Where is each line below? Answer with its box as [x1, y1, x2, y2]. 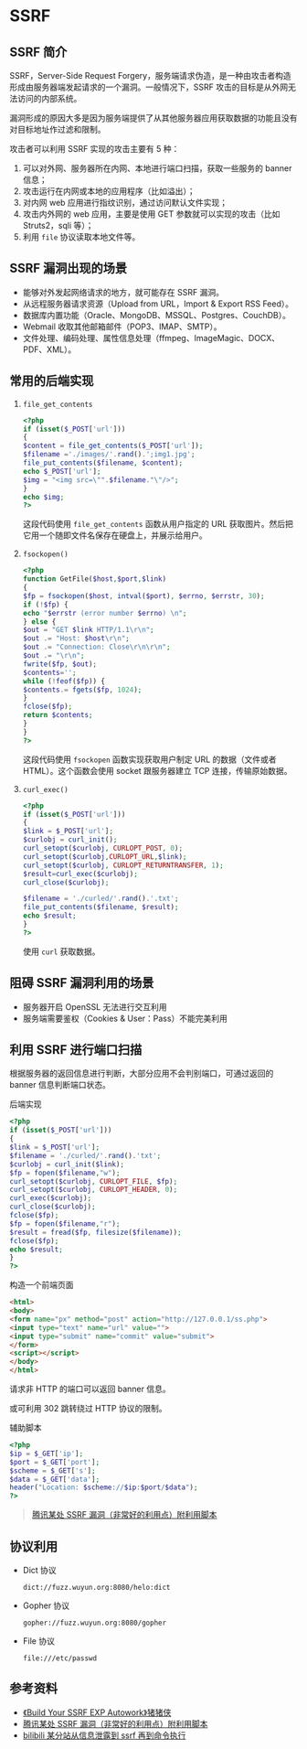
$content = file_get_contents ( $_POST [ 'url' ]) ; [22, 441, 204, 451]
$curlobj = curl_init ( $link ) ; [9, 1159, 125, 1169]
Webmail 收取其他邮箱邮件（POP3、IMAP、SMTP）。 [22, 321, 222, 332]
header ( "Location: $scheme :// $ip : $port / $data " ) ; [9, 1483, 198, 1492]
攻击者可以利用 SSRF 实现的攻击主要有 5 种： [9, 144, 180, 154]
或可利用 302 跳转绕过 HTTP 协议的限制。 [9, 1403, 167, 1413]
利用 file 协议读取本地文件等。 [22, 231, 141, 242]
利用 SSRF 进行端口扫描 [9, 1042, 143, 1057]
